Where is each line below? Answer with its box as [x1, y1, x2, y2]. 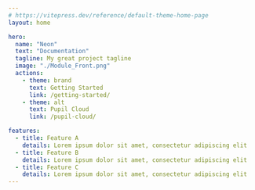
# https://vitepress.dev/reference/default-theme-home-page [8, 11, 209, 20]
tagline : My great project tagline [15, 55, 132, 63]
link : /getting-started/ [28, 91, 111, 99]
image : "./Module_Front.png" [15, 62, 111, 70]
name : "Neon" [15, 40, 58, 48]
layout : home [8, 19, 51, 27]
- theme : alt [22, 99, 65, 106]
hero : [8, 33, 26, 41]
